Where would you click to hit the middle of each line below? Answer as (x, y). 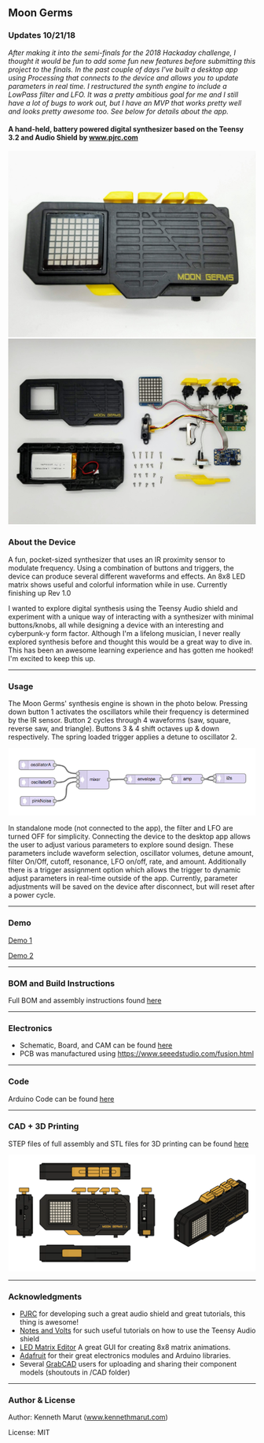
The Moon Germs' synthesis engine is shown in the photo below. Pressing (128, 703)
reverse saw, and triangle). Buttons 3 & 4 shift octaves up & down (114, 728)
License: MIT (29, 1433)
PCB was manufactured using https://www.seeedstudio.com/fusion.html (136, 1054)
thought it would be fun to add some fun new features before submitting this (132, 61)
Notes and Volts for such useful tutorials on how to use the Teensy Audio (137, 1330)
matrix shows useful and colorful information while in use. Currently (118, 584)
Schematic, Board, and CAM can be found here (96, 1045)
